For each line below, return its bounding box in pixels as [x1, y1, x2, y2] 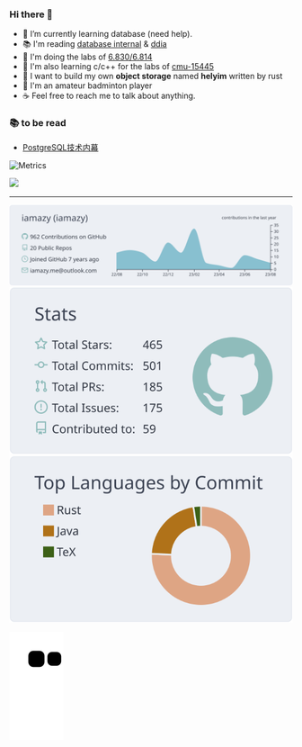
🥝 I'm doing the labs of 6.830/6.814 [22, 51, 153, 62]
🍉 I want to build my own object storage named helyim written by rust [22, 71, 283, 82]
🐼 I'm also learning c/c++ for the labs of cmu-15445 [22, 61, 214, 72]
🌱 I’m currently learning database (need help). [22, 29, 193, 40]
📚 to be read [9, 117, 67, 130]
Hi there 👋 [9, 8, 54, 21]
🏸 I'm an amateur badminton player [22, 80, 153, 91]
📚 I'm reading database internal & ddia [22, 39, 168, 49]
